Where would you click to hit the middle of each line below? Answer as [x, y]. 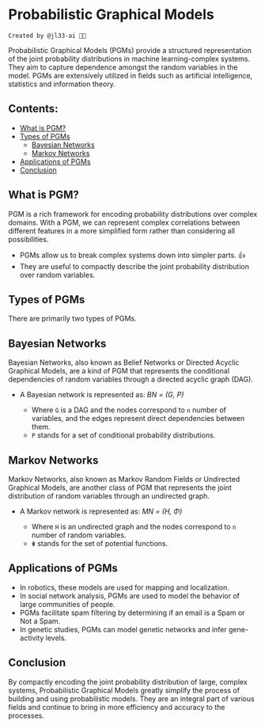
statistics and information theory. [62, 84]
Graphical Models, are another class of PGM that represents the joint [120, 487]
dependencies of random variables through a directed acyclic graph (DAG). [131, 379]
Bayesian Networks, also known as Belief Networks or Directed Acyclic [124, 362]
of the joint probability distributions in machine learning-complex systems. [129, 59]
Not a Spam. [40, 621]
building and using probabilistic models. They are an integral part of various [131, 699]
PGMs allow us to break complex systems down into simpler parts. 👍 [132, 255]
